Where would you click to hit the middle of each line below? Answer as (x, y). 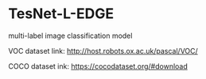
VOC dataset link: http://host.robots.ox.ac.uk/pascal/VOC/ (103, 51)
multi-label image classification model (70, 36)
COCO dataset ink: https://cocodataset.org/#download (98, 66)
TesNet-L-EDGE (61, 14)
